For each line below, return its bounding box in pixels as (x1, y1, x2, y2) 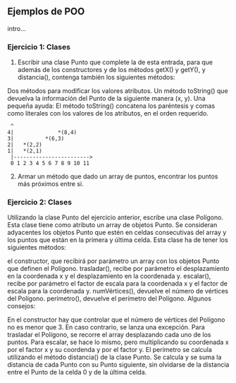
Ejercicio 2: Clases (7, 197, 73, 207)
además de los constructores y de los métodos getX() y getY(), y (17, 66, 206, 74)
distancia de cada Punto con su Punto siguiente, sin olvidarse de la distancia (7, 360, 230, 369)
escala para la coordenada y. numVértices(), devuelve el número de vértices (7, 287, 229, 296)
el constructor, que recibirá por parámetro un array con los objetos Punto (7, 257, 220, 265)
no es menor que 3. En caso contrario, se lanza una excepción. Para (7, 323, 206, 332)
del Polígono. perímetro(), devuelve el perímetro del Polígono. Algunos (7, 294, 211, 303)
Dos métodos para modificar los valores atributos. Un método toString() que (7, 87, 228, 95)
